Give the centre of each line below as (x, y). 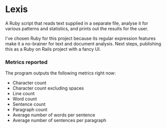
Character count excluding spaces (48, 88)
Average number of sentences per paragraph (59, 120)
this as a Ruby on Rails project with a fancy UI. (53, 49)
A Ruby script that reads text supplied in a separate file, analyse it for (77, 23)
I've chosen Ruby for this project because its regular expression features (80, 38)
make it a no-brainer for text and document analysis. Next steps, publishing (83, 43)
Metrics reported (26, 62)
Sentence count (29, 104)
